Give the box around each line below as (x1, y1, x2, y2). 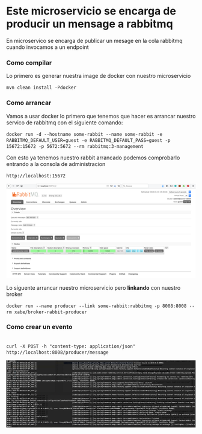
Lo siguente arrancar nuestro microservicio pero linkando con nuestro (6, 284, 181, 291)
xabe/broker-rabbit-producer (14, 309, 87, 315)
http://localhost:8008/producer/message (6, 349, 109, 356)
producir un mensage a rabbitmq (6, 17, 173, 31)
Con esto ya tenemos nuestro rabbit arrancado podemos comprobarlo (6, 154, 180, 161)
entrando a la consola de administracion (6, 160, 106, 167)
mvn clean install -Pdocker (6, 85, 77, 91)
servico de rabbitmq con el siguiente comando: (6, 119, 123, 126)
